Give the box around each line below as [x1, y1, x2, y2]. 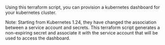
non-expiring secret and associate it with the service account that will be [5, 30, 158, 35]
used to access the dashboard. [5, 35, 70, 41]
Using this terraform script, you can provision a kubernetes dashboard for [5, 4, 160, 10]
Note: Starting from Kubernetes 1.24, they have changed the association [5, 19, 157, 25]
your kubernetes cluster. [5, 9, 57, 15]
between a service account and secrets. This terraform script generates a [5, 24, 160, 30]
